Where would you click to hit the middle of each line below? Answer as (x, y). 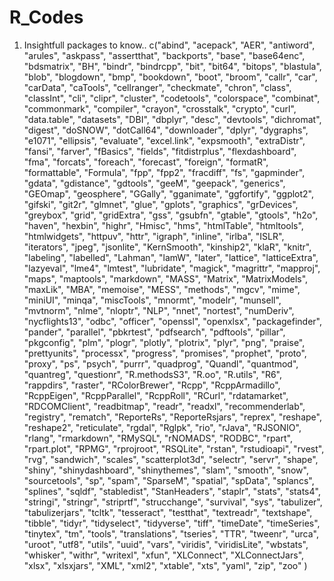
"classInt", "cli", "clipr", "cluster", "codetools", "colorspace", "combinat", (172, 98)
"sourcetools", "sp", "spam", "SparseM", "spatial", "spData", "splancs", (169, 480)
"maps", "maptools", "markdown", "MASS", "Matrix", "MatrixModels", (166, 278)
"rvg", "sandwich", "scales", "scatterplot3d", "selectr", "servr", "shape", (171, 459)
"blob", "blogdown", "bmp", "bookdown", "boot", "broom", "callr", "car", (170, 77)
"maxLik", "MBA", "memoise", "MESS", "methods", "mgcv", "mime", (162, 289)
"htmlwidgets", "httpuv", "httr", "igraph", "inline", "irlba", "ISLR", (154, 236)
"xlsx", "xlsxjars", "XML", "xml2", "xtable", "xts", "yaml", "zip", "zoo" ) (165, 565)
